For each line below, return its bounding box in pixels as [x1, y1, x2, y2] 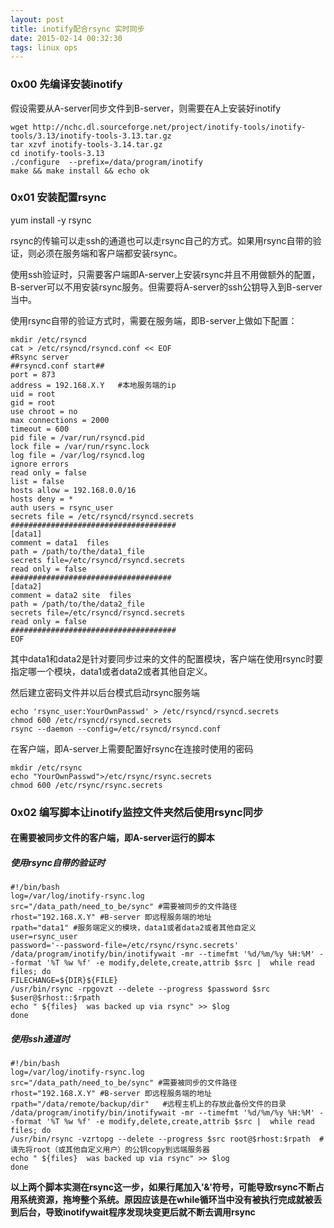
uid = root [10, 389, 56, 399]
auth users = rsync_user [10, 502, 114, 513]
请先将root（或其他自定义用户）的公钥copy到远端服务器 [10, 1145, 210, 1155]
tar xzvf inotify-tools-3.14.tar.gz [10, 139, 163, 150]
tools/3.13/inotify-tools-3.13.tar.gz [10, 131, 172, 141]
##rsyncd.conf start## [10, 361, 105, 371]
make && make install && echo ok [10, 166, 150, 176]
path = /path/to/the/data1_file [10, 546, 145, 556]
